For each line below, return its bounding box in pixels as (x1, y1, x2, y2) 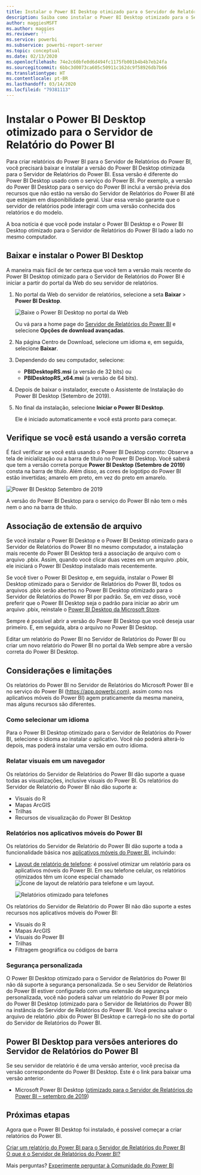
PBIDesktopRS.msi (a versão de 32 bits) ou (23, 368, 132, 375)
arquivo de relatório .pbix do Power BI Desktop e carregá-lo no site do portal (6, 1013, 194, 1020)
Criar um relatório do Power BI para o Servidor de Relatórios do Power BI (6, 1144, 185, 1151)
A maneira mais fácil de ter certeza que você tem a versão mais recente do (6, 266, 191, 273)
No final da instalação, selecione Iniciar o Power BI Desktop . (14, 404, 165, 411)
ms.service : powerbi (6, 37, 58, 43)
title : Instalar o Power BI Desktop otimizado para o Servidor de (6, 8, 175, 15)
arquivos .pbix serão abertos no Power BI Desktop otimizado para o (6, 587, 173, 594)
